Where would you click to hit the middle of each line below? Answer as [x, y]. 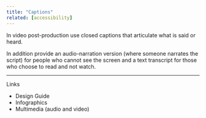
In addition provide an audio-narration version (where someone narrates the [102, 53]
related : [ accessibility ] [39, 18]
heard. [15, 42]
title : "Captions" [30, 12]
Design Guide [32, 96]
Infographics [31, 102]
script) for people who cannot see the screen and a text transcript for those [102, 60]
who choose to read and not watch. [51, 66]
